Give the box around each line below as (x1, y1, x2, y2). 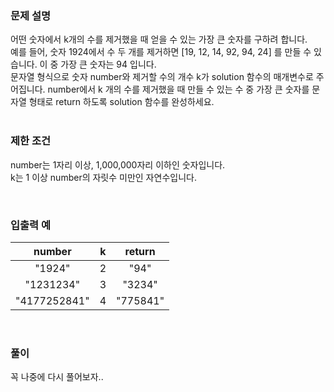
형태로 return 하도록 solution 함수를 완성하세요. (28, 96, 215, 108)
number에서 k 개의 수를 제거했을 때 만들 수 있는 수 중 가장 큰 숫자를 (47, 83, 310, 96)
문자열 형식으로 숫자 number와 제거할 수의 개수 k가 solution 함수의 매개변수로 (10, 71, 314, 83)
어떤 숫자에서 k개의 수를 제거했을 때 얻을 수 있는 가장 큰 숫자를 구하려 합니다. (10, 33, 308, 46)
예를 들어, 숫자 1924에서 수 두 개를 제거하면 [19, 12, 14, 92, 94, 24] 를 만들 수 (10, 46, 312, 58)
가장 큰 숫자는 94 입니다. (60, 58, 157, 71)
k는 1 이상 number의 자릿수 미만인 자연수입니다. (10, 171, 197, 183)
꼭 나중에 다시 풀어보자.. (10, 371, 104, 383)
